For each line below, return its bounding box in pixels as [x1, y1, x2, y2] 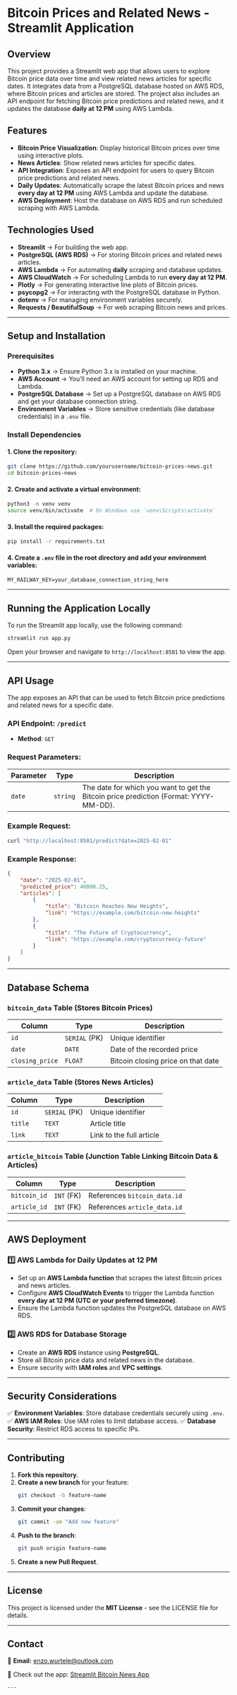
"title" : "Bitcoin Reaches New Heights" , [44, 903, 169, 910]
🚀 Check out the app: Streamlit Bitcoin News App [7, 1670, 150, 1679]
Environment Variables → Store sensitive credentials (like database [17, 405, 215, 413]
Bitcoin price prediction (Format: [82, 791, 190, 801]
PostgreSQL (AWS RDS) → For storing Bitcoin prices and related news [17, 250, 222, 259]
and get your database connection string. [17, 397, 138, 406]
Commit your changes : [17, 1505, 86, 1513]
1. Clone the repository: [7, 447, 78, 456]
